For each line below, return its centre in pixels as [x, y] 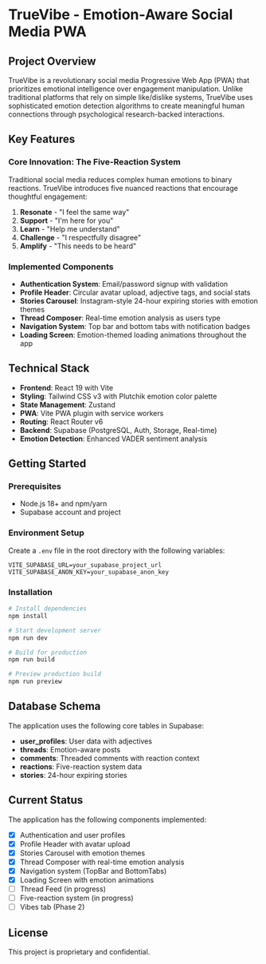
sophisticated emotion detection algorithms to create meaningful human [127, 106]
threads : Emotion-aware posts [70, 749]
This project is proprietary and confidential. [79, 952]
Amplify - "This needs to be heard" [78, 246]
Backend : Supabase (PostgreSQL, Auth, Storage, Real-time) [118, 430]
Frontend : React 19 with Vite [66, 387]
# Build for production [48, 653]
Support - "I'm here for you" [66, 220]
